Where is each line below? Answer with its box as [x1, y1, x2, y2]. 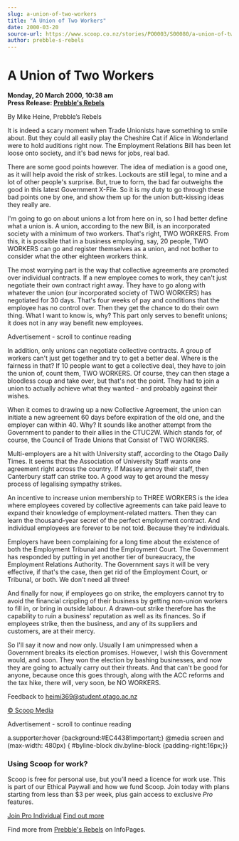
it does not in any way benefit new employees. [7, 319, 144, 327]
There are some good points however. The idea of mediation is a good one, [7, 163, 228, 171]
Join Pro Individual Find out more [7, 812, 105, 820]
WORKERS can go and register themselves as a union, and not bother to [7, 245, 219, 253]
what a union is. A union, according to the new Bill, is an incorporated [7, 222, 211, 231]
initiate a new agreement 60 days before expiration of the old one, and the [7, 413, 225, 422]
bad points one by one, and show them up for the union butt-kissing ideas [7, 193, 224, 201]
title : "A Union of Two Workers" [7, 17, 107, 24]
